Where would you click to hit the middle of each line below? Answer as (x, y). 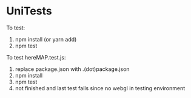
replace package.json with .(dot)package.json (72, 69)
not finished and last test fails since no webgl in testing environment (100, 88)
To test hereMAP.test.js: (36, 57)
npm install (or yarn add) (46, 39)
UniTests (29, 11)
